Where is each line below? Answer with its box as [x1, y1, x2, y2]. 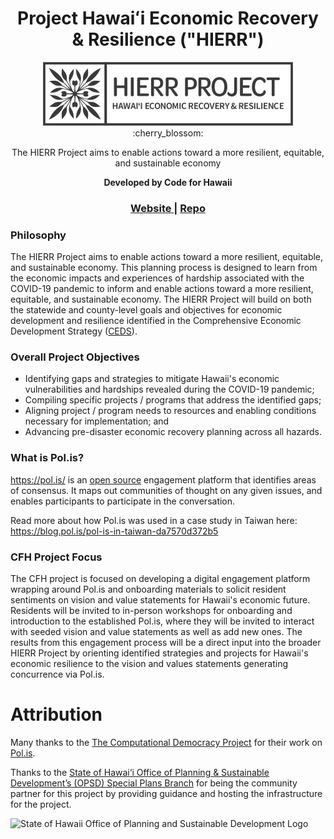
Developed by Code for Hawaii [103, 176, 233, 188]
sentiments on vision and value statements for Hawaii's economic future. [10, 594, 311, 606]
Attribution [10, 703, 103, 726]
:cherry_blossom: [132, 127, 204, 139]
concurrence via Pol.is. [10, 668, 105, 681]
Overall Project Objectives [10, 350, 140, 364]
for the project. [10, 798, 72, 810]
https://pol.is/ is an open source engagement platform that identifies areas [10, 473, 317, 486]
